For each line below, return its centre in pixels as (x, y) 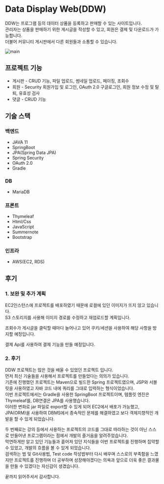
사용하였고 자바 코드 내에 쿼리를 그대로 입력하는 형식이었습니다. (74, 388)
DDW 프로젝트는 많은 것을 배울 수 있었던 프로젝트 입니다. (59, 370)
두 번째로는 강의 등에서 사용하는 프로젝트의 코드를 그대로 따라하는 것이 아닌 (76, 430)
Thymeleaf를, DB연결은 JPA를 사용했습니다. (47, 401)
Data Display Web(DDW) (56, 9)
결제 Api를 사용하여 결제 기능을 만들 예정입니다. (50, 345)
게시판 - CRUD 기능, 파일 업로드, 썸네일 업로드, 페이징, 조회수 (70, 81)
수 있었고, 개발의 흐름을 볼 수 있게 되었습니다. (48, 448)
